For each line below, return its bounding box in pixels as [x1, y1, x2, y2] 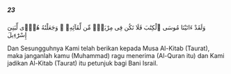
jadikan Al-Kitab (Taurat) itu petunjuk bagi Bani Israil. [7, 59, 159, 67]
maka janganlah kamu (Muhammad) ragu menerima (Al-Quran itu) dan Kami [7, 51, 225, 59]
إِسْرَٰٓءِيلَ [7, 30, 27, 38]
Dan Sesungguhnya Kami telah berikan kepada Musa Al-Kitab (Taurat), [7, 44, 210, 52]
